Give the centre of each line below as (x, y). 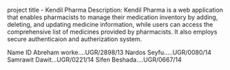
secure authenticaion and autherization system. (75, 39)
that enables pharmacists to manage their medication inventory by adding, (113, 17)
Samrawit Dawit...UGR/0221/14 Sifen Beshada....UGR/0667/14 (95, 60)
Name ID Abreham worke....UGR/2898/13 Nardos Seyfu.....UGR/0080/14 (109, 52)
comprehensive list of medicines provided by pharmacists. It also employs (112, 32)
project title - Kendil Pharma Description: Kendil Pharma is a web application (115, 10)
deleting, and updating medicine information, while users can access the (110, 24)
